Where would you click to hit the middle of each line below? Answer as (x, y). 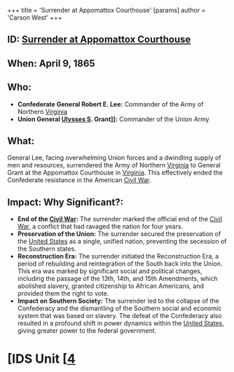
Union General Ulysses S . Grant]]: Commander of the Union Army (113, 119)
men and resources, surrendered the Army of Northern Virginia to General (114, 165)
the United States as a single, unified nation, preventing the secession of (122, 242)
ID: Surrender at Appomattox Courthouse (99, 40)
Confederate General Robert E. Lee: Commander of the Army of (110, 104)
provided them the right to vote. (63, 294)
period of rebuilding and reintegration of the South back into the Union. (120, 264)
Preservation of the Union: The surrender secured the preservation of (119, 234)
